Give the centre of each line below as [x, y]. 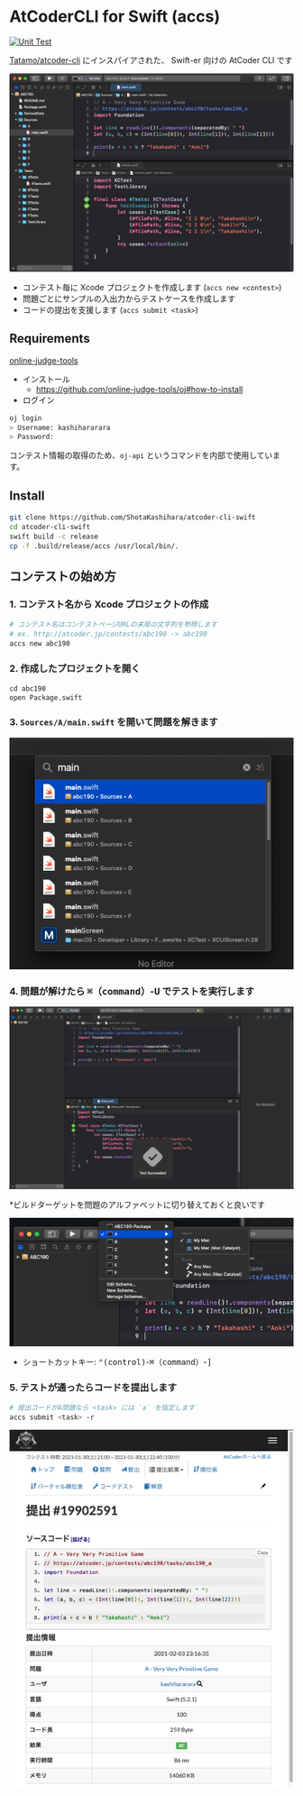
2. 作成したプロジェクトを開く [75, 668]
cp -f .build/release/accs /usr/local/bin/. [94, 546]
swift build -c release [54, 536]
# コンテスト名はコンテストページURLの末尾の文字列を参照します [114, 625]
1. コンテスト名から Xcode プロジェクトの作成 [109, 604]
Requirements [50, 339]
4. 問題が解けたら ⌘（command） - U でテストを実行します [132, 992]
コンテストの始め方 [63, 576]
